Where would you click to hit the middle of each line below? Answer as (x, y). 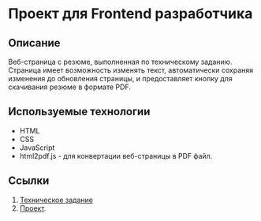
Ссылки (29, 181)
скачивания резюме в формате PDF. (70, 87)
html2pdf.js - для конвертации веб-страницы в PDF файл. (116, 155)
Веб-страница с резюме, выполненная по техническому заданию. (120, 62)
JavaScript (37, 148)
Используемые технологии (79, 112)
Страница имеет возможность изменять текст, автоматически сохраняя (131, 70)
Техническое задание (56, 200)
